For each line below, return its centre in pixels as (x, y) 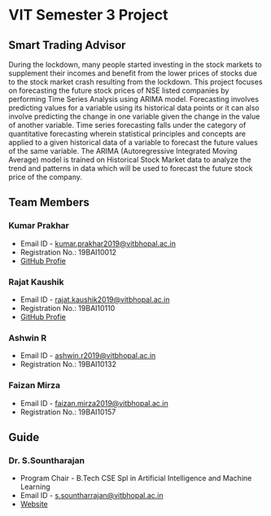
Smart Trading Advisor (67, 45)
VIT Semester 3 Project (88, 15)
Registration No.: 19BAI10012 (68, 252)
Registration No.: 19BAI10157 (68, 412)
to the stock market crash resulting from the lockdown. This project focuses (135, 82)
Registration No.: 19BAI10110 (68, 308)
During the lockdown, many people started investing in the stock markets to (135, 64)
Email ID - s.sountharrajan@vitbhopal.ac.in (92, 496)
